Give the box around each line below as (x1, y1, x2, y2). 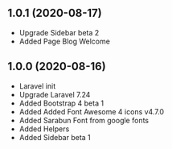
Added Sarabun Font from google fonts (18, 115, 149, 125)
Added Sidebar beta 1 (18, 132, 92, 142)
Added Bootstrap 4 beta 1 (18, 98, 104, 108)
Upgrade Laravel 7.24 (18, 89, 91, 99)
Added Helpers (18, 124, 70, 134)
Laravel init (18, 81, 56, 91)
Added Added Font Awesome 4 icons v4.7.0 (18, 106, 165, 116)
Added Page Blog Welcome (18, 36, 110, 46)
